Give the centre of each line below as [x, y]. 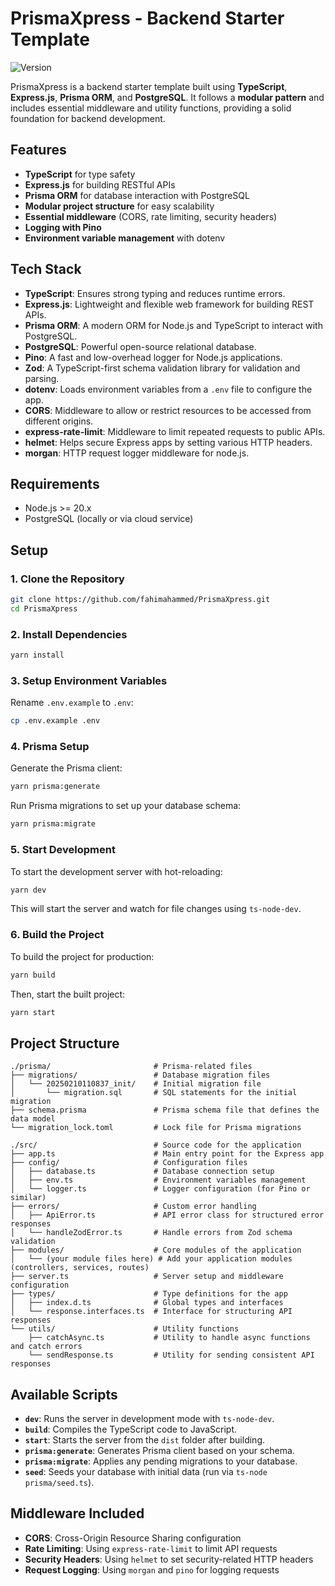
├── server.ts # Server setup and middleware [147, 1277]
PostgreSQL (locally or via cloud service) [109, 519]
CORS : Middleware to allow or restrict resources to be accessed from [168, 410]
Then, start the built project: [68, 994]
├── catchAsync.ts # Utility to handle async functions [169, 1338]
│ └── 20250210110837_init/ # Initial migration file [136, 1084]
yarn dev [28, 890]
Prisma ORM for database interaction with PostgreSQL [137, 195]
